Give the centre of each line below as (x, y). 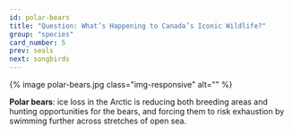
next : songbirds (39, 59)
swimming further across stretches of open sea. (98, 121)
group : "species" (42, 34)
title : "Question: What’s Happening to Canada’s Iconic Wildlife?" (138, 26)
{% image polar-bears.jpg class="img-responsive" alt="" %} (121, 84)
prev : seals (31, 51)
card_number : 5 (38, 42)
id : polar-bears (39, 17)
